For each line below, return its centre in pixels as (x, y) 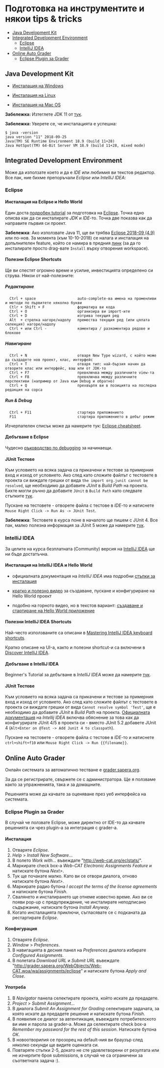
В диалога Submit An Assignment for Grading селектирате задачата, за (86, 1009)
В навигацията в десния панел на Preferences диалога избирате (79, 950)
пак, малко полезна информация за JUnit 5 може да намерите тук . (75, 525)
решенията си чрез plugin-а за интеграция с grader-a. (61, 828)
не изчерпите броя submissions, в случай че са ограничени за (77, 1055)
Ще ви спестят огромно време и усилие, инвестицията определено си (79, 270)
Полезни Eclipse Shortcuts (33, 260)
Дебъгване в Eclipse (27, 437)
